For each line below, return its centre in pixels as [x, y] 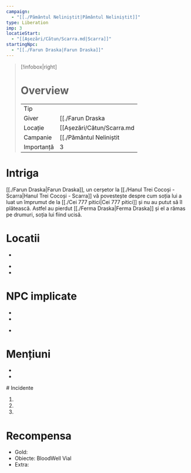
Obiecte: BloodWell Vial [43, 458]
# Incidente [20, 388]
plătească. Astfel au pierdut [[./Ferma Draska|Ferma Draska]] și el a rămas [96, 208]
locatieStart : [24, 34]
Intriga [23, 173]
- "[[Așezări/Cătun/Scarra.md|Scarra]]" [61, 39]
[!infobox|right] [39, 67]
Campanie [38, 137]
